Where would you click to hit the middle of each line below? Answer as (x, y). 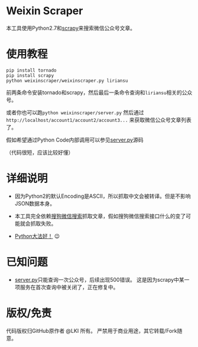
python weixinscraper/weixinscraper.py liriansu (67, 81)
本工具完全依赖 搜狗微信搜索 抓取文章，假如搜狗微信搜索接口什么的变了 (100, 216)
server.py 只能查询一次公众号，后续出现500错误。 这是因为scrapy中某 (99, 279)
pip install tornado (32, 70)
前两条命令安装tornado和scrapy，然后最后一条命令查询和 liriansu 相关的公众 (99, 92)
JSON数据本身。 (35, 203)
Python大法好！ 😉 (37, 236)
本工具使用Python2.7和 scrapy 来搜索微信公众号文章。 (71, 28)
